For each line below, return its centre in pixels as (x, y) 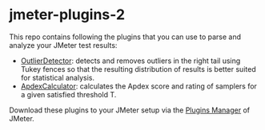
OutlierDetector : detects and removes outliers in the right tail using (130, 61)
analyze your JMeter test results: (63, 45)
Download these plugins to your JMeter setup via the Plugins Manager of (130, 110)
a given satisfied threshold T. (68, 94)
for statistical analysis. (58, 77)
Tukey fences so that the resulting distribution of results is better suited (138, 69)
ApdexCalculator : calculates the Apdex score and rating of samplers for (139, 86)
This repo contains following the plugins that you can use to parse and (125, 37)
